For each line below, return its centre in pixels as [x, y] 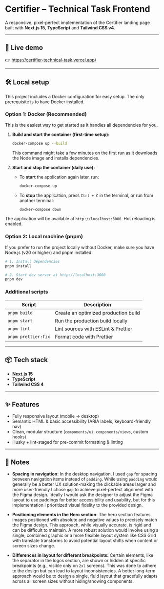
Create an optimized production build [97, 313]
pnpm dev [14, 279]
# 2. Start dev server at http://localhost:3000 [55, 275]
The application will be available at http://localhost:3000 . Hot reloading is [80, 219]
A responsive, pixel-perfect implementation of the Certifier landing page [78, 23]
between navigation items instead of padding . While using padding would [85, 479]
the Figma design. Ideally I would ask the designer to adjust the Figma [82, 495]
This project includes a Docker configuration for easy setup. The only [75, 96]
